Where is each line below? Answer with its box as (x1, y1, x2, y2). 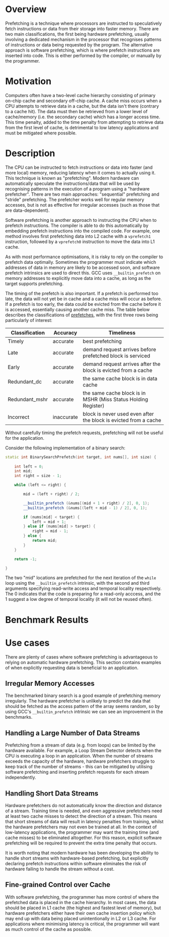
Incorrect (8, 413, 30, 420)
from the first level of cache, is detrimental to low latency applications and (5, 124, 158, 130)
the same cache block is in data (82, 375, 157, 382)
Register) (82, 402, 105, 409)
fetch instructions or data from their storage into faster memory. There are (5, 25, 159, 31)
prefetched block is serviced (82, 352, 150, 359)
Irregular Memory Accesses (5, 679, 95, 688)
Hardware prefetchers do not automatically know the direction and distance (5, 803, 162, 808)
